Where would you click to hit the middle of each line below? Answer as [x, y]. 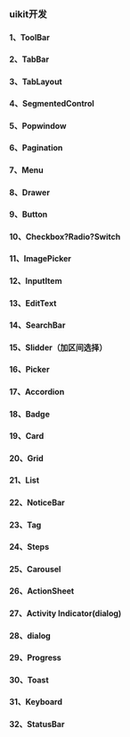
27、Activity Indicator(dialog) [65, 613]
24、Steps [29, 547]
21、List [24, 480]
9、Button [28, 214]
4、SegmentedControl [52, 104]
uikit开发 [28, 13]
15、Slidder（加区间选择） [58, 347]
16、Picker [30, 370]
